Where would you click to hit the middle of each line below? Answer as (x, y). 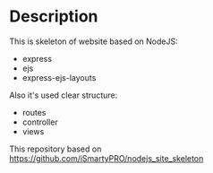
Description (54, 17)
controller (40, 122)
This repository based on (55, 149)
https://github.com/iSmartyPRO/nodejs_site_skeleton (106, 158)
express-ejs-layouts (59, 77)
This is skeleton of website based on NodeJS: (94, 41)
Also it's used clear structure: (64, 95)
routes (34, 112)
